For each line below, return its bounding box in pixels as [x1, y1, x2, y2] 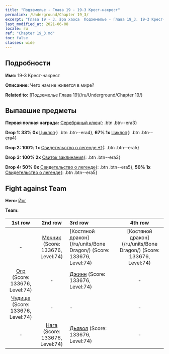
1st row [11, 219, 30, 226]
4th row [130, 219, 149, 226]
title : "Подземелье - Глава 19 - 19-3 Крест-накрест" [5, 7, 121, 13]
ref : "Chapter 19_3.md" [5, 31, 55, 36]
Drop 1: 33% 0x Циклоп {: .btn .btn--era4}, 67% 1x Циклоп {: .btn [5, 130, 140, 136]
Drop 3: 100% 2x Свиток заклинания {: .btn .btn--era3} [5, 154, 121, 160]
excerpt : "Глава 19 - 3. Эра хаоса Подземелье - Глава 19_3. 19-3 [5, 17, 150, 22]
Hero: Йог [5, 198, 27, 204]
